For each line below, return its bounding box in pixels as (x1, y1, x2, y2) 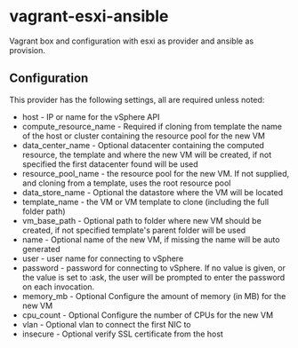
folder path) (21, 206, 66, 217)
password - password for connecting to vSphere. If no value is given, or (21, 262, 286, 273)
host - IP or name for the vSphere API (21, 111, 160, 122)
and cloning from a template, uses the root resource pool (21, 178, 231, 188)
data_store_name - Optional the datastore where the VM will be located (21, 186, 284, 197)
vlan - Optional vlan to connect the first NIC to (21, 319, 191, 329)
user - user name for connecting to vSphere (21, 253, 184, 264)
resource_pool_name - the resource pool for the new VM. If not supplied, (21, 168, 290, 178)
